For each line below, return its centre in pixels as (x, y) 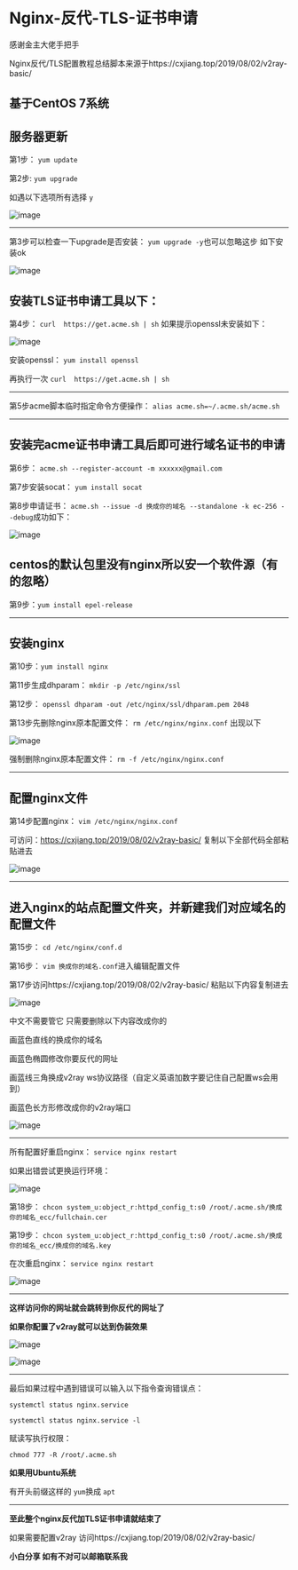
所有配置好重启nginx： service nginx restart (93, 1152)
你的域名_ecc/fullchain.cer (59, 1217)
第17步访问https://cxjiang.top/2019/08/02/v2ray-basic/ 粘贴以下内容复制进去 (149, 985)
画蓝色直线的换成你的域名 (56, 1040)
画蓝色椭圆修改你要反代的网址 (63, 1059)
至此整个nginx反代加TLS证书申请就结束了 (86, 1518)
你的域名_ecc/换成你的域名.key (60, 1246)
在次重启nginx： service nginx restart (82, 1264)
